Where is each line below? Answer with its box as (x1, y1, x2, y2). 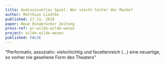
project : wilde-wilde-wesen (5, 30, 64, 35)
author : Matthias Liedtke (5, 12, 59, 17)
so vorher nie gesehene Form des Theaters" (5, 54, 96, 60)
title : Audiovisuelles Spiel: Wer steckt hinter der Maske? (5, 7, 133, 12)
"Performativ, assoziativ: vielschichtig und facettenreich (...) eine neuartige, (5, 48, 161, 55)
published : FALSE (5, 35, 41, 40)
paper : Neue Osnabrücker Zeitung (5, 21, 75, 26)
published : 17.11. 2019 (5, 16, 55, 21)
